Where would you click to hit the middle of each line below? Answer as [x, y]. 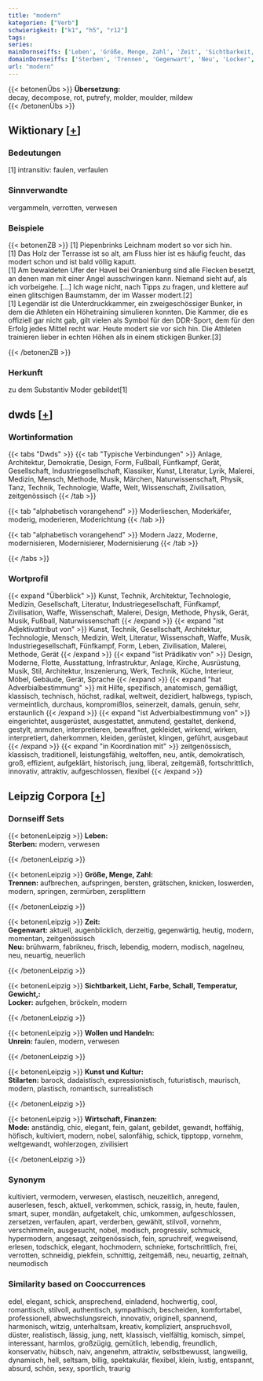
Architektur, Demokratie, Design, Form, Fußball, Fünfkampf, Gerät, [115, 463]
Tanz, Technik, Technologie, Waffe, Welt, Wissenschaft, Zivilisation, [117, 488]
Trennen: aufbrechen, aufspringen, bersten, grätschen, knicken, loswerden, [131, 883]
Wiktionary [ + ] [44, 131]
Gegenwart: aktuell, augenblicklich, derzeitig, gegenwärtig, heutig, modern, [131, 930]
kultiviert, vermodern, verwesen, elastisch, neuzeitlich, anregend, [114, 1197]
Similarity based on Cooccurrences [77, 1284]
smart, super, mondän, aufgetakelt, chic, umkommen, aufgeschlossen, [122, 1213]
